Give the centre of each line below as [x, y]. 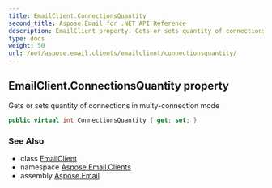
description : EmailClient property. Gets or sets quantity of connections [137, 31]
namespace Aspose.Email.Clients [76, 167]
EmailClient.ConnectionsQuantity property [119, 86]
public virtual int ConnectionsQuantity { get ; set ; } [103, 120]
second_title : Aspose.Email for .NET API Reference [97, 23]
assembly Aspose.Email [59, 175]
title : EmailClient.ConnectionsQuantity [78, 16]
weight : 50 [27, 46]
